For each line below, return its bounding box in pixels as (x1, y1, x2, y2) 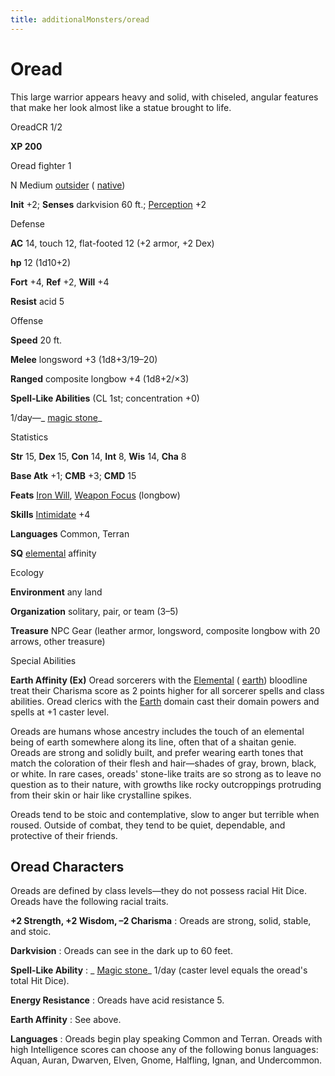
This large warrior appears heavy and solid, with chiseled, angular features (10, 91, 319, 103)
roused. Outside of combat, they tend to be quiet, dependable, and (10, 819, 286, 831)
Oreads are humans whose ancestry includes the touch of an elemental (10, 725, 305, 737)
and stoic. (10, 926, 52, 938)
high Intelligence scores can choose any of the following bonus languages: (10, 1044, 319, 1056)
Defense (10, 217, 46, 230)
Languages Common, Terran (10, 527, 130, 540)
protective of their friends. (10, 829, 118, 841)
